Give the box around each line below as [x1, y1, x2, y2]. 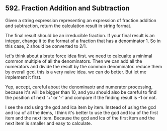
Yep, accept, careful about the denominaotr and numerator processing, [5, 84, 153, 90]
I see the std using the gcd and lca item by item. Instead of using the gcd [5, 104, 156, 110]
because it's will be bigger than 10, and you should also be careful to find [5, 89, 157, 95]
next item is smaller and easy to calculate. [5, 120, 92, 126]
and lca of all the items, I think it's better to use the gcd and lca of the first [5, 109, 158, 115]
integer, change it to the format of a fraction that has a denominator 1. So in [5, 38, 161, 44]
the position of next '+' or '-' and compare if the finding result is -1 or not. [5, 94, 157, 100]
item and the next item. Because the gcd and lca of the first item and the [5, 115, 155, 121]
